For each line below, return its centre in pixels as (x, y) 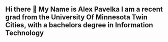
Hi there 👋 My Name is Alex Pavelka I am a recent (84, 9)
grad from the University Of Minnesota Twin (76, 17)
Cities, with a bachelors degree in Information (79, 25)
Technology (25, 33)
